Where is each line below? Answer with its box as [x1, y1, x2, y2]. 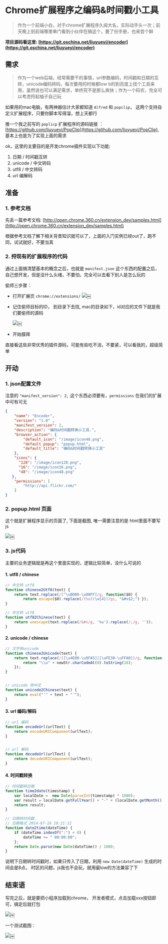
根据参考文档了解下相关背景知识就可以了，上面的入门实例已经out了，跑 [5, 233, 152, 239]
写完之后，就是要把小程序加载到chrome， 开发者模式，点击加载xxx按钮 [5, 895, 152, 901]
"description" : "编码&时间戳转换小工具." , [14, 427, 96, 432]
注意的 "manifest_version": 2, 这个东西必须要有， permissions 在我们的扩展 [5, 392, 162, 398]
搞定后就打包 [13, 901, 40, 907]
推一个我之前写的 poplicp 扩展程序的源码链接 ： [5, 121, 103, 127]
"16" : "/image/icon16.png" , [18, 464, 77, 469]
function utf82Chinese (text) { [5, 615, 70, 620]
